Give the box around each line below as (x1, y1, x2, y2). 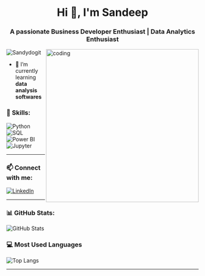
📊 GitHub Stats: (6, 209, 55, 217)
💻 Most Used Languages (6, 241, 82, 249)
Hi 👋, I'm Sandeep (57, 6, 148, 20)
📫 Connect (6, 163, 41, 172)
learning (15, 73, 37, 81)
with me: (6, 173, 33, 182)
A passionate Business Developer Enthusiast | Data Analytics (10, 28, 195, 36)
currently (15, 67, 38, 75)
